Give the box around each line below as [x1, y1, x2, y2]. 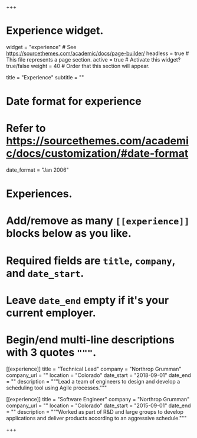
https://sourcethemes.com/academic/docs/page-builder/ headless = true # [6, 50, 189, 57]
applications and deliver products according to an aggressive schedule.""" [6, 414, 187, 421]
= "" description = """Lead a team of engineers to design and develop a [6, 378, 180, 385]
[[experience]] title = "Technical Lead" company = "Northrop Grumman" [6, 365, 182, 372]
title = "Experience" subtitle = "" [6, 73, 84, 80]
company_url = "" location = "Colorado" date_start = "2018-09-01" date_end [6, 371, 192, 379]
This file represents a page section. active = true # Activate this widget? [6, 56, 181, 63]
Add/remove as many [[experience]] [6, 214, 190, 228]
